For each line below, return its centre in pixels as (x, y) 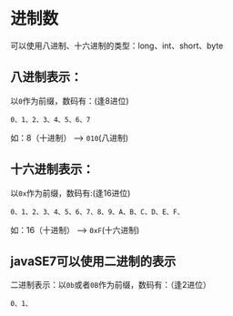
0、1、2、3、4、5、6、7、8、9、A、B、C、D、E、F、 (97, 212)
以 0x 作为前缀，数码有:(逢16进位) (71, 193)
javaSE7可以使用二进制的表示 (93, 261)
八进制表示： (46, 77)
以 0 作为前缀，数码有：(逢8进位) (70, 100)
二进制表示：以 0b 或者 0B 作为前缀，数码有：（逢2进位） (111, 285)
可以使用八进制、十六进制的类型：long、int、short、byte (117, 46)
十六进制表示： (52, 169)
